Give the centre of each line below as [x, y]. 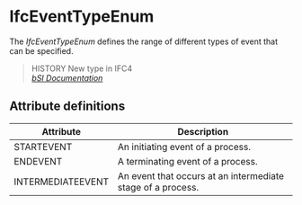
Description [203, 131]
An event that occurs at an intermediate [201, 175]
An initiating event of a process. [184, 147]
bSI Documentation [67, 77]
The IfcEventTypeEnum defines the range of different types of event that [144, 41]
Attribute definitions [67, 107]
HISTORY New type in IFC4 [82, 68]
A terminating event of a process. [187, 161]
